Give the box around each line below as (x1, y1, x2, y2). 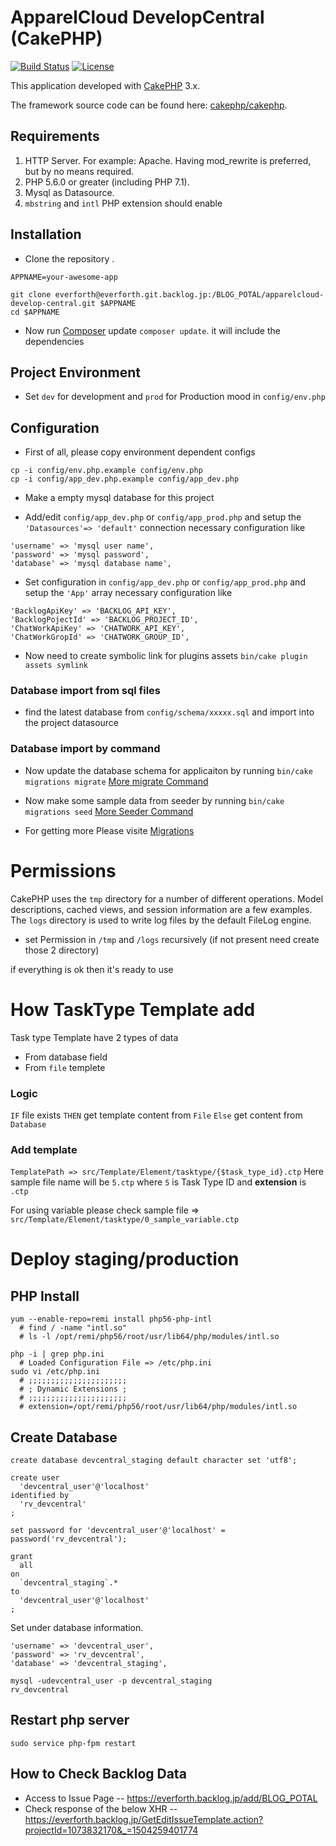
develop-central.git (10, 298, 97, 308)
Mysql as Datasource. (24, 186, 115, 198)
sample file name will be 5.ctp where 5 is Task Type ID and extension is (10, 1176, 307, 1188)
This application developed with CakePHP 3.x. (10, 79, 201, 91)
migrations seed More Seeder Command (24, 805, 194, 817)
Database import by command (10, 742, 161, 756)
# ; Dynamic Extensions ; (19, 1384, 128, 1395)
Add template (10, 1142, 78, 1156)
